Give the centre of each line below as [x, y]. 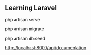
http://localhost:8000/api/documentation [46, 47]
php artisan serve [23, 19]
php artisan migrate [25, 29]
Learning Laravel [31, 8]
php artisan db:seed [25, 38]
